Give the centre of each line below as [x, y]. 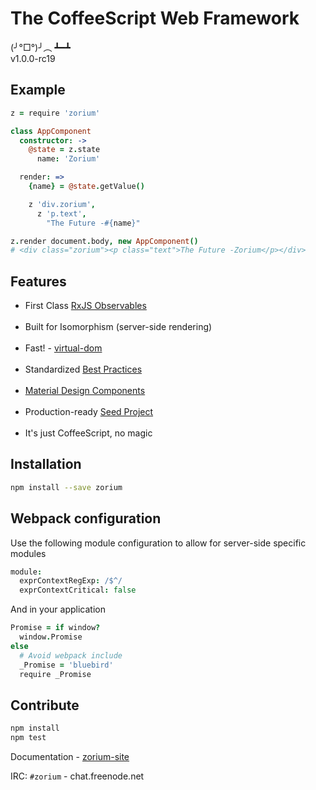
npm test [28, 738]
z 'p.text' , [61, 213]
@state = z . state [64, 150]
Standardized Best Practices [83, 369]
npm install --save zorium [66, 487]
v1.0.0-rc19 [33, 58]
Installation [46, 464]
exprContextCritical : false [78, 590]
